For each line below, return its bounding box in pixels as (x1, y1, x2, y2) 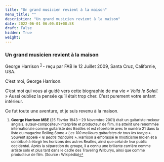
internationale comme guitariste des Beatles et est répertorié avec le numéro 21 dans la (11, 126, 159, 131)
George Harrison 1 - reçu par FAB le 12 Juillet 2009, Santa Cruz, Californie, (5, 62, 157, 69)
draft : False (5, 26, 32, 31)
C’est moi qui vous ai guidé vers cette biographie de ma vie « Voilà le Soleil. (5, 88, 159, 94)
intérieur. (5, 98, 23, 104)
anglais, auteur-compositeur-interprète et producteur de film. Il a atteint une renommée (11, 122, 159, 127)
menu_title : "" (5, 12, 37, 17)
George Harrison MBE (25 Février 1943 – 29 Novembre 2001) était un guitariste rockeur (11, 117, 160, 122)
